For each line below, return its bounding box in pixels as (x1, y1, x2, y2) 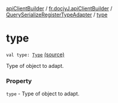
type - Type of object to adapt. (6, 90, 80, 97)
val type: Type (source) (6, 51, 65, 58)
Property (6, 77, 32, 85)
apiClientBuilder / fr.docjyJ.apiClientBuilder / (6, 5, 113, 12)
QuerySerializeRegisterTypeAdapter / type (6, 11, 108, 18)
